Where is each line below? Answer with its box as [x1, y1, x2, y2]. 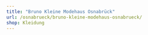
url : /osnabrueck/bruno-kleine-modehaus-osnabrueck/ [6, 14, 143, 20]
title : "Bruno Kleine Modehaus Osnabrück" [6, 8, 115, 15]
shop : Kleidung [6, 20, 45, 26]
